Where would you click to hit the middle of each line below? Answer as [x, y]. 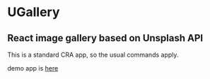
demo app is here [33, 68]
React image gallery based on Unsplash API [105, 38]
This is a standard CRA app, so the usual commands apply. [93, 55]
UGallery [34, 12]
